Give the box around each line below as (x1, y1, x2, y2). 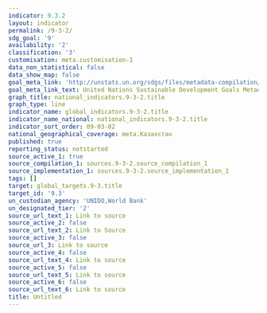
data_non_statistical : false (8, 64, 105, 72)
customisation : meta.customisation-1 (8, 57, 133, 65)
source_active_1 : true (8, 152, 83, 160)
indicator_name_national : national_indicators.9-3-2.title (8, 115, 208, 123)
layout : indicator (8, 19, 69, 27)
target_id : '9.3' (8, 189, 66, 198)
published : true (8, 137, 62, 146)
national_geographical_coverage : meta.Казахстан (8, 130, 172, 138)
